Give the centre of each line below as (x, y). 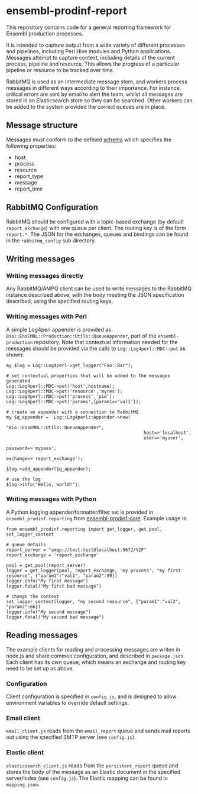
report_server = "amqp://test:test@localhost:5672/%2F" (76, 550)
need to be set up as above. (40, 668)
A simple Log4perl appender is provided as (59, 329)
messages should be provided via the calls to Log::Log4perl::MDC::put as (96, 348)
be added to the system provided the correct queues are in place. (86, 106)
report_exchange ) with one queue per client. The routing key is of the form (96, 228)
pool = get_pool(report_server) (46, 565)
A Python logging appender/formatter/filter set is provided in (80, 512)
